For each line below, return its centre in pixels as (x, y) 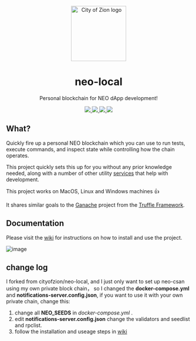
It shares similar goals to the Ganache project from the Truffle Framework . (95, 205)
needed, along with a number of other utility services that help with (87, 173)
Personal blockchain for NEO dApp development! (99, 98)
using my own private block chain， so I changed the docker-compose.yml (98, 289)
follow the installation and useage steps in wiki (71, 332)
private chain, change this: (38, 302)
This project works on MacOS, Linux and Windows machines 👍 (83, 191)
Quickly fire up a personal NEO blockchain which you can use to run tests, (96, 143)
